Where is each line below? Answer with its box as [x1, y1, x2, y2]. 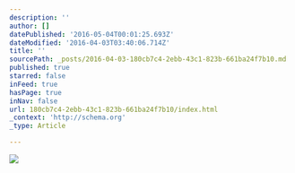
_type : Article [9, 122, 66, 131]
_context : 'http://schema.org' [9, 113, 126, 122]
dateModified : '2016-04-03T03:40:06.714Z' [9, 38, 170, 48]
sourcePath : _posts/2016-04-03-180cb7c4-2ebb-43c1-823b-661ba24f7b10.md [9, 55, 287, 64]
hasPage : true [9, 88, 63, 97]
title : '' [9, 47, 47, 56]
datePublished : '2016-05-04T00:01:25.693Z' [9, 30, 175, 39]
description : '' [9, 13, 70, 22]
